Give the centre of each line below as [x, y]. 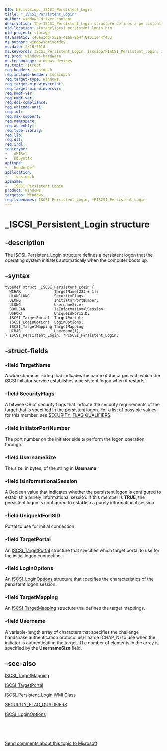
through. [14, 444]
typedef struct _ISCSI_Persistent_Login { [50, 287]
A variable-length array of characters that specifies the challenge [72, 632]
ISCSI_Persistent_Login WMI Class [41, 695]
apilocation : [19, 172]
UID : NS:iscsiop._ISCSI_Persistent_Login [49, 10]
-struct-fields [27, 350]
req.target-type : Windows [32, 79]
